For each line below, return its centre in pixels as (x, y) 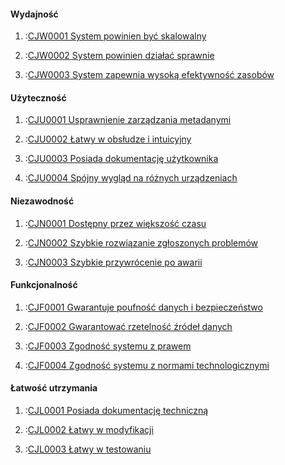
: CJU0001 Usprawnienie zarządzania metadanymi (128, 120)
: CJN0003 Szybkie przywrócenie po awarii (113, 262)
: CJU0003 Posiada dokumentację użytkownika (121, 159)
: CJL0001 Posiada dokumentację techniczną (116, 411)
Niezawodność (42, 201)
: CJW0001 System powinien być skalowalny (115, 36)
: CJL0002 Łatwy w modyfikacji (89, 430)
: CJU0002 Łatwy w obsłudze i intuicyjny (108, 139)
